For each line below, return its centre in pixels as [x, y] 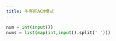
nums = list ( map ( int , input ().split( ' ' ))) [58, 32]
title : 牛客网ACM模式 [30, 11]
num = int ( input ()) [30, 27]
